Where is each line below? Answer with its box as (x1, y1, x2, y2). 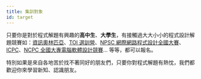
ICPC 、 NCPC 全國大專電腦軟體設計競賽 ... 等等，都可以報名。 (6, 46, 157, 53)
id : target (6, 14, 33, 20)
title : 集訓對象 (6, 8, 43, 15)
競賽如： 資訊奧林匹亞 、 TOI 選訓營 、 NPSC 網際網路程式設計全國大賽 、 (11, 39, 184, 46)
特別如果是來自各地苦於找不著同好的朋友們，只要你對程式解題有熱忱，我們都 (6, 59, 195, 66)
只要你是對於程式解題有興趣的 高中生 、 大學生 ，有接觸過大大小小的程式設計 (6, 31, 190, 39)
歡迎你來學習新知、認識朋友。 (6, 66, 80, 73)
